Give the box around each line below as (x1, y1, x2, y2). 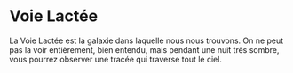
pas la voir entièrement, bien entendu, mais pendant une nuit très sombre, (9, 44, 280, 55)
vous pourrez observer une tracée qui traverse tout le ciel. (9, 54, 222, 64)
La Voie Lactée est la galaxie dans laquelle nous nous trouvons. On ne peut (9, 35, 284, 46)
